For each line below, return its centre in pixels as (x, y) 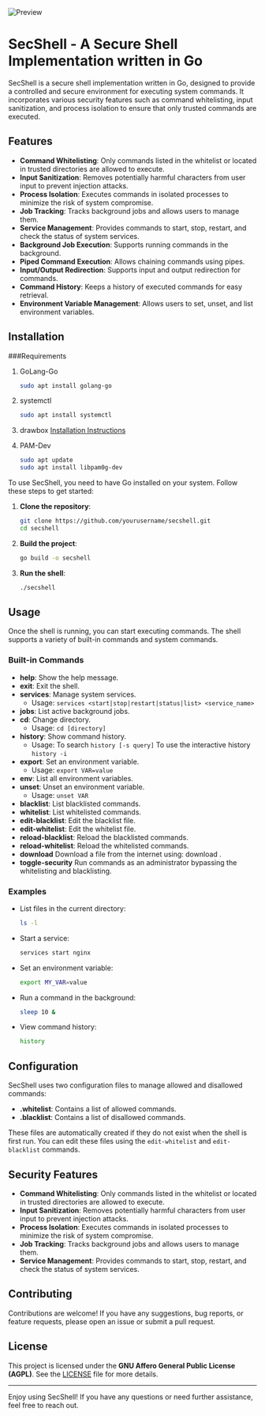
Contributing (40, 1294)
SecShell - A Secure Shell (93, 44)
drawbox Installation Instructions (73, 431)
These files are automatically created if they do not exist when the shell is (127, 1133)
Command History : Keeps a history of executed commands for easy (131, 287)
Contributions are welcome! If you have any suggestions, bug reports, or (126, 1313)
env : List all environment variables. (77, 778)
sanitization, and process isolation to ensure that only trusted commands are (132, 108)
